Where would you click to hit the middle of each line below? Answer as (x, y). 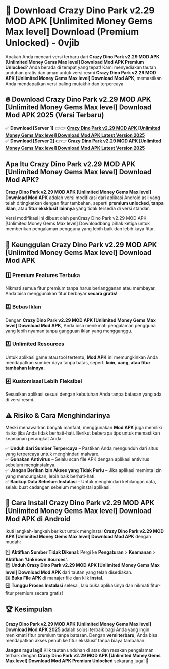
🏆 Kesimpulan (29, 609)
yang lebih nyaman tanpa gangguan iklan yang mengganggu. (69, 331)
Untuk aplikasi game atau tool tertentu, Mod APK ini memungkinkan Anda (81, 357)
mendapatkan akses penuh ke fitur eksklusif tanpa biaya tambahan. (75, 640)
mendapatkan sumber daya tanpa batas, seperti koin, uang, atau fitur (78, 362)
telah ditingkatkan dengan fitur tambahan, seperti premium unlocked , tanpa (84, 203)
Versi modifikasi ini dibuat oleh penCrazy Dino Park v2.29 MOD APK (76, 218)
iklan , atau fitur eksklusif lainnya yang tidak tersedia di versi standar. (78, 208)
